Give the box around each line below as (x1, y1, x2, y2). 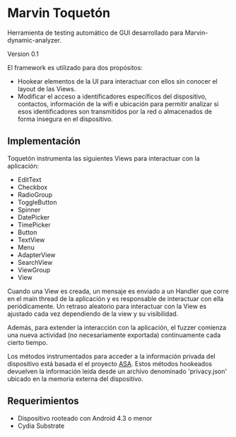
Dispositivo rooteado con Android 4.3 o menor (17, 414, 153, 422)
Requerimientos (7, 395, 79, 407)
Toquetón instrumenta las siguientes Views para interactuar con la (7, 154, 200, 162)
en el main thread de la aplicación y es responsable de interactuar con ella (7, 294, 224, 302)
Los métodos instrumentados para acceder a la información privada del (7, 352, 216, 361)
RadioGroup (17, 190, 53, 199)
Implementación (7, 135, 81, 147)
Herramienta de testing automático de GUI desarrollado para (7, 28, 184, 37)
